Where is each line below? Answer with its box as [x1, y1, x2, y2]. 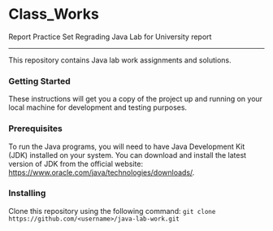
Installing [8, 188, 46, 199]
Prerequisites [8, 123, 63, 134]
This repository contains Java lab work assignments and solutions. [8, 54, 232, 65]
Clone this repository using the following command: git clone [8, 206, 216, 216]
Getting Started [8, 75, 71, 86]
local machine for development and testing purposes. [8, 102, 188, 112]
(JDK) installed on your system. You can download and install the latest [8, 150, 246, 159]
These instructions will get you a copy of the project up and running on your [8, 94, 262, 104]
